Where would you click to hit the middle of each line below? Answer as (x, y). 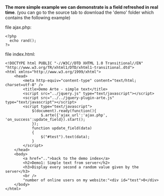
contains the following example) (38, 18)
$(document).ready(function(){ (64, 111)
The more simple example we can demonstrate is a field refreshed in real (82, 7)
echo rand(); (23, 41)
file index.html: (20, 54)
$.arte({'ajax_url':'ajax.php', (74, 115)
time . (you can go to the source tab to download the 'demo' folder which (80, 12)
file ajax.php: (18, 27)
